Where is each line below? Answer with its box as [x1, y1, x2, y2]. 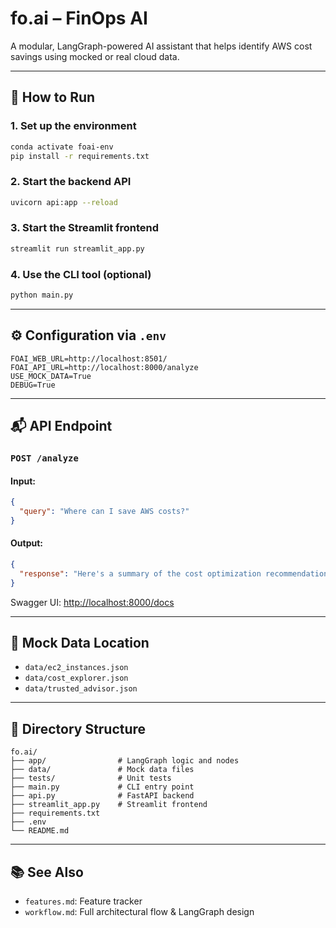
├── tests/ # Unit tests [10, 773, 172, 784]
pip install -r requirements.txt [10, 151, 150, 161]
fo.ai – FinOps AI [10, 7, 148, 30]
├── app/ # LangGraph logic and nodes [10, 756, 240, 766]
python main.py [10, 290, 74, 301]
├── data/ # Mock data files [10, 765, 195, 775]
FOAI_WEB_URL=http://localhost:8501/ [10, 353, 168, 364]
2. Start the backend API [10, 175, 132, 189]
